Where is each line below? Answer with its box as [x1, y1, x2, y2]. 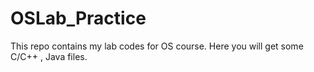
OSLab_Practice [10, 7, 147, 30]
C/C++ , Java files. [10, 50, 88, 62]
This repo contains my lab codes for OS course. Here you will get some [10, 40, 304, 52]
